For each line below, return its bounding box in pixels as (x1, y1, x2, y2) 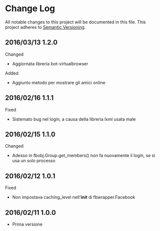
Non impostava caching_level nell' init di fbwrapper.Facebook (12, 194, 136, 200)
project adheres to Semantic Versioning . (5, 24, 86, 30)
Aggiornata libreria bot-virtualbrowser (12, 60, 89, 66)
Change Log (5, 3, 55, 14)
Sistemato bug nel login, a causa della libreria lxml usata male (12, 116, 136, 122)
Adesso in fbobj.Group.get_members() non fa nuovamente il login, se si (12, 153, 155, 158)
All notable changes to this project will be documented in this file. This (5, 19, 146, 25)
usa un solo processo (12, 158, 56, 164)
